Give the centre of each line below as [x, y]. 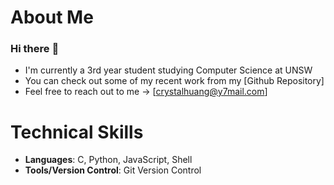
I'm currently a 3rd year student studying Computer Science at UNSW [168, 70]
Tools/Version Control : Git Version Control [113, 170]
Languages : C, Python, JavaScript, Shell [108, 160]
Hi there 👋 [35, 49]
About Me [52, 17]
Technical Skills [77, 132]
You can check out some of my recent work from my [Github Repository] [174, 81]
